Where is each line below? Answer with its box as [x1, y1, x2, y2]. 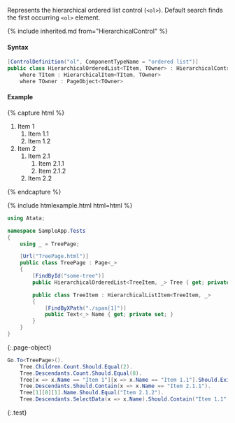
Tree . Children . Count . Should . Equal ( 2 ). [20, 363, 133, 370]
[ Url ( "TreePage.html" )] [20, 253, 90, 260]
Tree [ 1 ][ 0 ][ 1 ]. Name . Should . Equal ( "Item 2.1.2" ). [20, 389, 164, 396]
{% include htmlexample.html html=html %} [7, 201, 133, 209]
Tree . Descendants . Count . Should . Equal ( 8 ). [20, 370, 142, 377]
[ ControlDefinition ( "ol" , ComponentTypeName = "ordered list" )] [7, 59, 199, 66]
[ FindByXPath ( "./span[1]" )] [44, 304, 127, 312]
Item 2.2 [27, 174, 52, 182]
